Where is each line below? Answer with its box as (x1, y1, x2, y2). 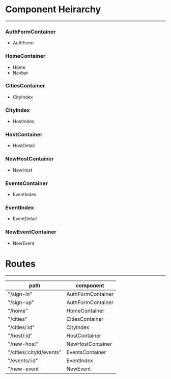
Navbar (12, 69, 28, 76)
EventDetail (12, 216, 37, 222)
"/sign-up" (8, 299, 34, 306)
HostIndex (12, 119, 35, 125)
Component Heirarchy (5, 4, 101, 15)
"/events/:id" (8, 357, 38, 364)
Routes (5, 258, 36, 269)
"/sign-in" (8, 290, 32, 297)
